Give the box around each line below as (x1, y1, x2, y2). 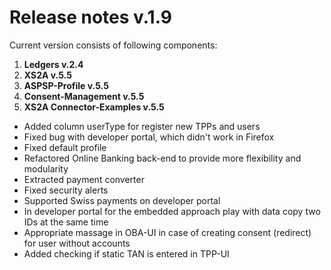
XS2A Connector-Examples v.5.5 (23, 101, 165, 113)
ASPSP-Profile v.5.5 (23, 79, 109, 91)
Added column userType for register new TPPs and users (23, 120, 261, 132)
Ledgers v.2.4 (23, 58, 84, 70)
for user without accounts (23, 237, 131, 249)
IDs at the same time (23, 216, 109, 228)
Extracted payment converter (23, 173, 145, 185)
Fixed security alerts (23, 184, 109, 196)
